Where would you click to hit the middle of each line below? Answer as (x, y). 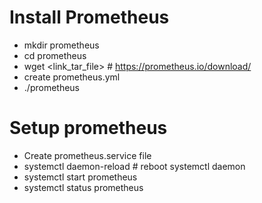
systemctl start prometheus (80, 177)
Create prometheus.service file (87, 155)
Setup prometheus (88, 128)
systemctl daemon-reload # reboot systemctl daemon (134, 166)
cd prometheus (55, 55)
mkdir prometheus (61, 45)
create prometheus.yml (72, 77)
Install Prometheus (89, 17)
